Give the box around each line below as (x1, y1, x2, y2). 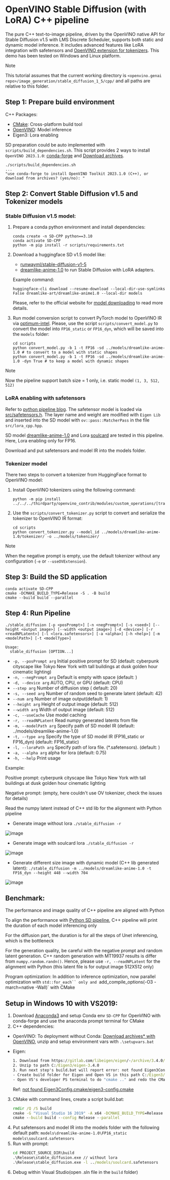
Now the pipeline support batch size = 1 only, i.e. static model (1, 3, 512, (5, 377, 160, 384)
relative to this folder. (5, 83, 50, 89)
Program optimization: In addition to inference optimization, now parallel (5, 974, 156, 980)
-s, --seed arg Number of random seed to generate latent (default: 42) (12, 690, 163, 696)
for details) (5, 795, 28, 801)
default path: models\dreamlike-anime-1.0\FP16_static (12, 1130, 127, 1136)
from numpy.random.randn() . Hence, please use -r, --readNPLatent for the (5, 958, 161, 964)
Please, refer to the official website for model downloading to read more (12, 300, 163, 306)
